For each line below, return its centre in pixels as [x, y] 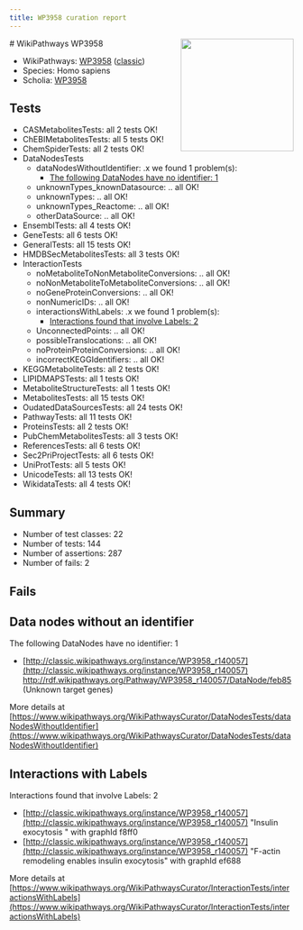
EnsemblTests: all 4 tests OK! [77, 225]
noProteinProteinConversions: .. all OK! [108, 350]
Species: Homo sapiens [66, 70]
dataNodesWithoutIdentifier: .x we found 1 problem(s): [136, 169]
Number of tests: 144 [61, 544]
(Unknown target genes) [68, 689]
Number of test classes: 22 [73, 534]
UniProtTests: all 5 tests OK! [74, 465]
